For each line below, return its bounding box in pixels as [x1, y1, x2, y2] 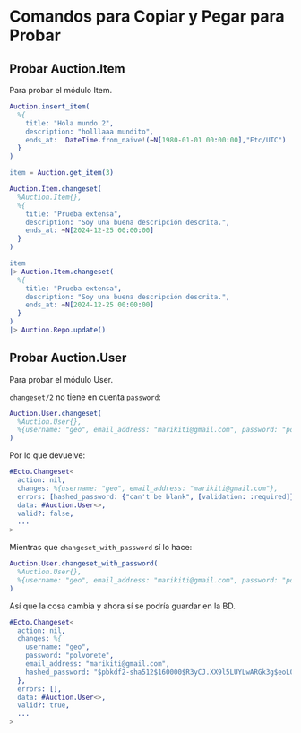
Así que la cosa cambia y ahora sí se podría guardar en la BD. [9, 600, 236, 611]
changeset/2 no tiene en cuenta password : [9, 392, 161, 402]
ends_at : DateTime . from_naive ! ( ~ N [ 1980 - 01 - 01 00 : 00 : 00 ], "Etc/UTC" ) [25, 135, 287, 144]
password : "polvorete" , [25, 651, 115, 660]
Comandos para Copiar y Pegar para [9, 6, 285, 27]
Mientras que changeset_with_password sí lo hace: [9, 542, 193, 553]
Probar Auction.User [9, 350, 127, 366]
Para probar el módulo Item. [9, 85, 113, 95]
